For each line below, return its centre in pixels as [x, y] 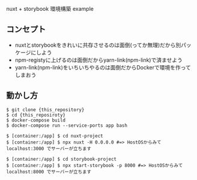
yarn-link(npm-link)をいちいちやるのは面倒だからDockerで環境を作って [103, 67]
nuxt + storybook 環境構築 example [50, 9]
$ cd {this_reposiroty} [36, 115]
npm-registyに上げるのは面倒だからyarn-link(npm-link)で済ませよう [99, 60]
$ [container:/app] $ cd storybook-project [62, 159]
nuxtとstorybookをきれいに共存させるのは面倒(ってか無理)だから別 [98, 45]
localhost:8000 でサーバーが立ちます [49, 172]
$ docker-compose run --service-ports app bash [67, 125]
